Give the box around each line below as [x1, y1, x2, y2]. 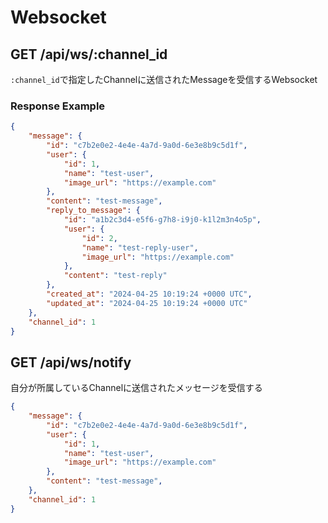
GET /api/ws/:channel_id [10, 46, 168, 63]
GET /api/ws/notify [10, 354, 132, 371]
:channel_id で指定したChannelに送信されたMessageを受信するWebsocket [10, 74, 318, 85]
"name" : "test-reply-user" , [81, 242, 199, 253]
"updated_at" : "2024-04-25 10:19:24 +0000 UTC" [46, 298, 248, 308]
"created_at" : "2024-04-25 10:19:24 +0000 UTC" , [46, 289, 253, 300]
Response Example [10, 99, 106, 113]
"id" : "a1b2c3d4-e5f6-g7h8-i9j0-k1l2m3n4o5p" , [63, 215, 262, 225]
